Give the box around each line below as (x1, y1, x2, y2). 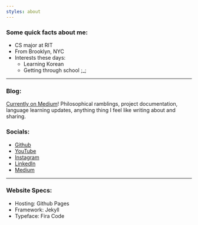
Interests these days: (14, 54, 66, 61)
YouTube (14, 147, 37, 154)
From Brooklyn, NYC (14, 48, 65, 55)
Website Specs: (6, 187, 52, 195)
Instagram (14, 154, 39, 161)
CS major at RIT (14, 41, 53, 48)
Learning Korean (23, 60, 64, 67)
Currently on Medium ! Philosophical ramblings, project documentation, (6, 100, 178, 107)
